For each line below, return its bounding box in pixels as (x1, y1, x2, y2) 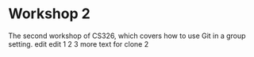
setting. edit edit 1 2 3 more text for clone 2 (8, 39, 149, 48)
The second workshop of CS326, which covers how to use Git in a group (8, 31, 246, 40)
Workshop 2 (8, 5, 91, 23)
